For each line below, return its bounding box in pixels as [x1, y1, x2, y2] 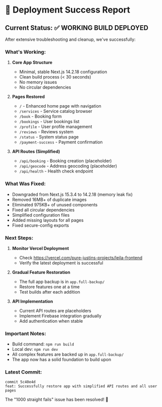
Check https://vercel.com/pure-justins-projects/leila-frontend [19, 254, 143, 261]
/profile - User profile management [19, 124, 92, 130]
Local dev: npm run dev [12, 346, 58, 352]
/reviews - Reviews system [19, 129, 74, 135]
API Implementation [12, 298, 53, 304]
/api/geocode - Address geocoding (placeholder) [19, 163, 117, 169]
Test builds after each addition [19, 289, 80, 295]
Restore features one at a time [19, 283, 80, 290]
